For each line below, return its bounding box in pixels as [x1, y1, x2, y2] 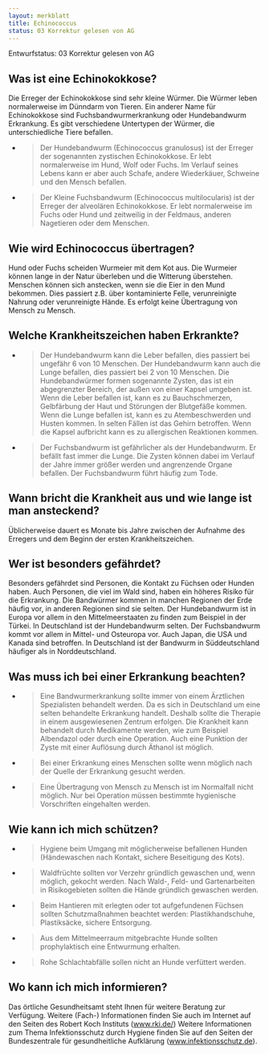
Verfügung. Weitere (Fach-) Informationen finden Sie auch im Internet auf [8, 1010, 251, 1020]
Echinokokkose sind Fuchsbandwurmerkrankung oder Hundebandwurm [8, 110, 247, 121]
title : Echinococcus [8, 19, 78, 27]
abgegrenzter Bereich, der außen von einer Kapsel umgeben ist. [39, 384, 253, 394]
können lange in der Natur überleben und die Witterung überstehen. [8, 272, 233, 281]
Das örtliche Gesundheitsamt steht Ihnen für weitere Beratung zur [8, 1002, 226, 1011]
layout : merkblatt [8, 11, 70, 20]
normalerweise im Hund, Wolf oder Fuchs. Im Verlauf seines [39, 160, 239, 170]
